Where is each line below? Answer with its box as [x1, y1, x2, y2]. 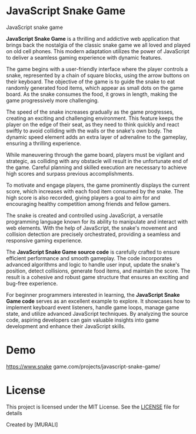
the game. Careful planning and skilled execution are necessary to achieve [6, 164, 187, 171]
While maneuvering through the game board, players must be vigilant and [6, 151, 184, 158]
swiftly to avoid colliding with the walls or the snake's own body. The [6, 127, 172, 134]
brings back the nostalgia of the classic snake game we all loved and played [6, 41, 191, 48]
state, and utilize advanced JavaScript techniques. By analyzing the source [6, 310, 188, 317]
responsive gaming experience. [6, 237, 82, 244]
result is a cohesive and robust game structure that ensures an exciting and [6, 273, 189, 280]
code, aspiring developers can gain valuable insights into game [6, 316, 160, 323]
